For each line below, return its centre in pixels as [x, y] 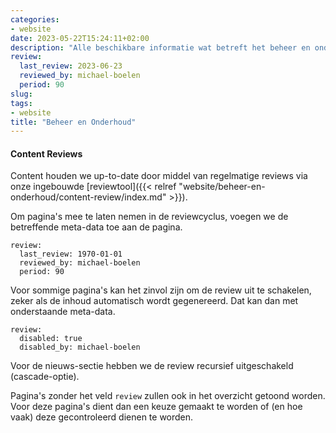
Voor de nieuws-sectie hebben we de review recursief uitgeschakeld [152, 366]
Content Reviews [46, 153]
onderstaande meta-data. [63, 312]
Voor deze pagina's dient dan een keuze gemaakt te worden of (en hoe [156, 407]
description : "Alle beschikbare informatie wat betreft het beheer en [160, 47]
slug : [21, 94]
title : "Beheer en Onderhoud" [73, 122]
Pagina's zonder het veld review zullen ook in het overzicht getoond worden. [168, 396]
